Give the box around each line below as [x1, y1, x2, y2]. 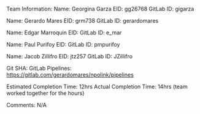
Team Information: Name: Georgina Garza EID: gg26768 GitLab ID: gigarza [6, 6, 194, 12]
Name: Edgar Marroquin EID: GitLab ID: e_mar [6, 29, 122, 36]
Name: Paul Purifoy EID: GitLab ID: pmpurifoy [6, 41, 120, 48]
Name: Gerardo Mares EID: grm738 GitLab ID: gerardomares [6, 17, 159, 24]
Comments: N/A [6, 101, 47, 108]
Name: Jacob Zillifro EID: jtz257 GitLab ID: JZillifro [6, 53, 133, 60]
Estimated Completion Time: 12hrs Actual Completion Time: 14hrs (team [6, 83, 188, 90]
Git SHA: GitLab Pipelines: [6, 64, 72, 72]
